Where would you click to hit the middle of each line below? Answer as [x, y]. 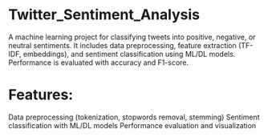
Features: [41, 95]
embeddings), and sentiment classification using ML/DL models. [129, 54]
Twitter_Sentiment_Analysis [104, 15]
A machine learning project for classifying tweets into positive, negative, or [132, 37]
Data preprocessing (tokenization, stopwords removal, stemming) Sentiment [134, 117]
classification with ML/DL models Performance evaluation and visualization [132, 125]
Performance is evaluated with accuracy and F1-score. [99, 62]
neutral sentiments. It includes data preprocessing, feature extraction [122, 45]
